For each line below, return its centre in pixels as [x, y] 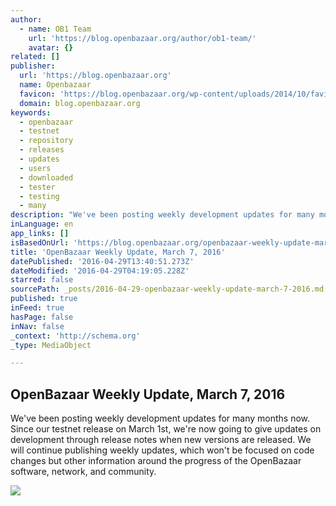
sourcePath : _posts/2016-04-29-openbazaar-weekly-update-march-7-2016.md [167, 289]
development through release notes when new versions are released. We [161, 440]
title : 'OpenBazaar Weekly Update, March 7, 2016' [118, 252]
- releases [42, 150]
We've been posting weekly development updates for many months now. [160, 418]
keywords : [31, 112]
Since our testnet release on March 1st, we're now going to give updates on [166, 429]
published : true [44, 299]
